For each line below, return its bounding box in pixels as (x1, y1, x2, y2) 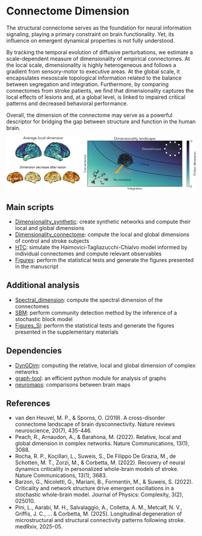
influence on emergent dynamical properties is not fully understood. (6, 37, 175, 44)
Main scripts (6, 202, 54, 212)
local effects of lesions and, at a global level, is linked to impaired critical (6, 93, 186, 101)
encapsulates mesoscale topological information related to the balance (6, 74, 182, 81)
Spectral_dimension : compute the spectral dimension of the (14, 296, 163, 304)
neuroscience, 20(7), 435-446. (14, 427, 92, 434)
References (6, 398, 50, 408)
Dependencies (6, 346, 62, 356)
